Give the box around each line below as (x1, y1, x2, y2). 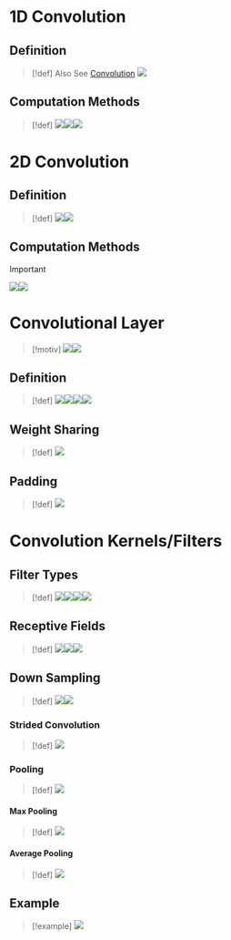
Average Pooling (9, 848, 74, 859)
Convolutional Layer (9, 312, 166, 333)
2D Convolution (9, 152, 130, 172)
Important (9, 263, 46, 274)
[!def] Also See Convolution (31, 68, 136, 78)
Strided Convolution (9, 718, 100, 731)
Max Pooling (9, 805, 57, 816)
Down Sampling (9, 670, 101, 686)
